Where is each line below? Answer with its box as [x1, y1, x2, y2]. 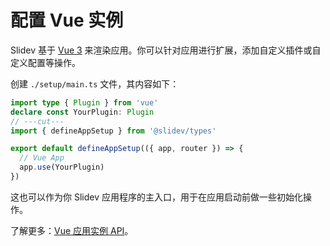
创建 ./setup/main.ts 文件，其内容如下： [10, 77, 180, 90]
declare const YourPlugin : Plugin [10, 107, 155, 117]
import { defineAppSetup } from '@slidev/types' [10, 126, 217, 136]
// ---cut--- [10, 116, 65, 126]
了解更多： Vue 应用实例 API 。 [10, 224, 134, 236]
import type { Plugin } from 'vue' [10, 97, 159, 108]
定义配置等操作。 [10, 56, 81, 68]
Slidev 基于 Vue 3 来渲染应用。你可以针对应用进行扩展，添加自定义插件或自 [10, 44, 322, 56]
